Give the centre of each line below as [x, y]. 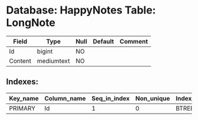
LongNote [31, 23]
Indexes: [22, 82]
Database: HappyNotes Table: [81, 10]
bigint [45, 51]
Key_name [24, 98]
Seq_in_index [111, 98]
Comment [134, 41]
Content [20, 61]
